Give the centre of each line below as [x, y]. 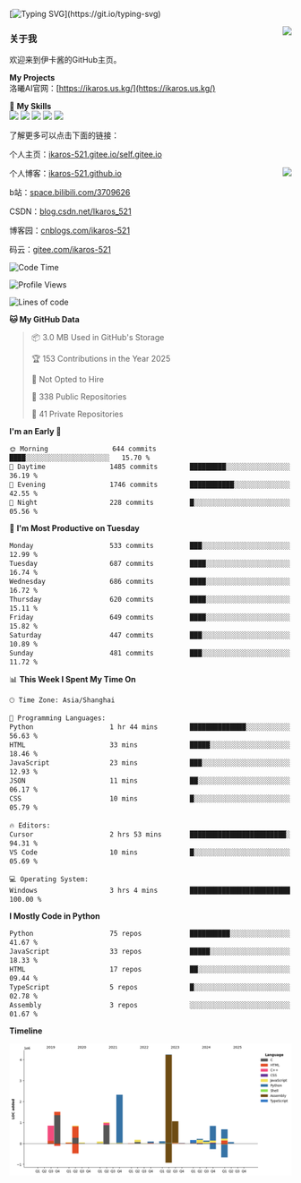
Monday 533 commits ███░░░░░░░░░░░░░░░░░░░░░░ [150, 546]
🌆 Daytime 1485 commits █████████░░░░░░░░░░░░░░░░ [150, 467]
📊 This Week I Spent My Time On [73, 680]
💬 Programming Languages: [57, 718]
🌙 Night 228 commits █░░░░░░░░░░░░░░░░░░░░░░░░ [150, 503]
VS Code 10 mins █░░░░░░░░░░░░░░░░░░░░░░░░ [150, 853]
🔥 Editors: [30, 826]
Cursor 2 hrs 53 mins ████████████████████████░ [150, 835]
